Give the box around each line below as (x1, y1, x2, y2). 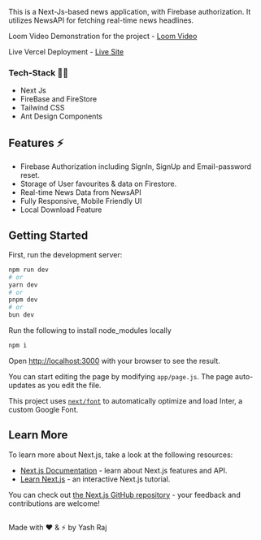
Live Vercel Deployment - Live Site (8, 47, 124, 56)
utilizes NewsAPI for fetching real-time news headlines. (8, 15, 194, 25)
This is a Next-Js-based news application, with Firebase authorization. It (8, 7, 251, 16)
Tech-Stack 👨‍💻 (8, 67, 69, 78)
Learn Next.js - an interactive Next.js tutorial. (20, 474, 171, 484)
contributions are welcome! (8, 499, 100, 508)
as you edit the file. (37, 380, 102, 390)
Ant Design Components (20, 111, 103, 121)
